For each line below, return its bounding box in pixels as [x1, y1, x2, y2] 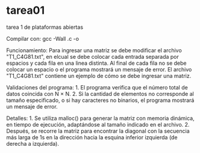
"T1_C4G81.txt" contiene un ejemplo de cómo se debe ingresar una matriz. [6, 72, 192, 79]
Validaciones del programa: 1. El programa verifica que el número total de [6, 83, 188, 91]
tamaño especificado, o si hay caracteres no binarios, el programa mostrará [6, 97, 195, 104]
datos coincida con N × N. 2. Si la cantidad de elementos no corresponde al [6, 90, 194, 97]
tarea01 [6, 4, 45, 17]
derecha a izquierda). [6, 140, 59, 147]
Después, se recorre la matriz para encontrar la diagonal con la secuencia [6, 127, 190, 134]
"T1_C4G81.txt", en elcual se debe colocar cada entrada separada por [6, 53, 180, 60]
